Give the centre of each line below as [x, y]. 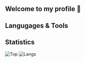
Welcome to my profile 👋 [43, 9]
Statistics [20, 42]
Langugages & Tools [37, 26]
